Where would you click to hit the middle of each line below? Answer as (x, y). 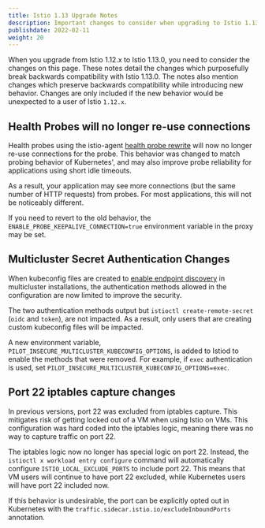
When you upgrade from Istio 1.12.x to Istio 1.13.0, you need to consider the (129, 60)
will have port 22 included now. (59, 485)
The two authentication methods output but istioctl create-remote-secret (131, 310)
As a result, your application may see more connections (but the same (122, 186)
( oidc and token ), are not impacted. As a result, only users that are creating (130, 318)
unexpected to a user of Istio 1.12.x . (67, 102)
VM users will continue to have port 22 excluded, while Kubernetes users (127, 477)
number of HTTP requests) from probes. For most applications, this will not (130, 195)
